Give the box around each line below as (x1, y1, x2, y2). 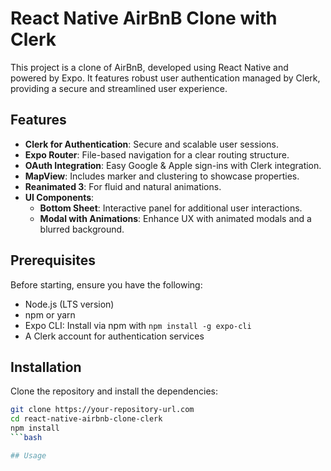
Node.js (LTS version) (24, 298, 115, 310)
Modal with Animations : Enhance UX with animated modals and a (39, 212, 312, 224)
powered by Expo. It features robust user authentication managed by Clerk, (10, 72, 321, 84)
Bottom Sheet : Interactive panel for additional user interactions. (39, 202, 303, 214)
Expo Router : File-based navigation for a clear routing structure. (24, 148, 290, 161)
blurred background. (39, 223, 125, 235)
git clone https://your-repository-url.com (10, 405, 195, 415)
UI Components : (24, 191, 95, 203)
